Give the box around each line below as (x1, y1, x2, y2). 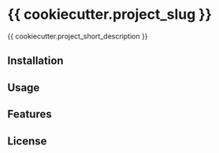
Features (7, 107, 52, 121)
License (7, 134, 47, 148)
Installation (7, 54, 64, 67)
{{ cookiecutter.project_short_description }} (7, 31, 148, 41)
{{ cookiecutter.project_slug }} (7, 5, 212, 24)
